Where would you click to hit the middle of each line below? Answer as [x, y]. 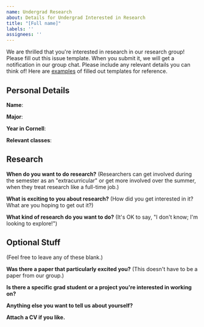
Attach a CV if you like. [36, 317]
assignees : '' [24, 35]
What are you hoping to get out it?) [50, 205]
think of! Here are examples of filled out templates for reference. [87, 71]
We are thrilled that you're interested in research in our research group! [96, 52]
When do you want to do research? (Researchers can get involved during [99, 174]
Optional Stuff [33, 243]
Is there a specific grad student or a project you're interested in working [99, 287]
